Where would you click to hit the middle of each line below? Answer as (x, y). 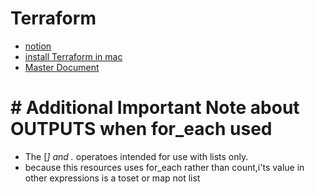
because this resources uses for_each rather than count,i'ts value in (164, 167)
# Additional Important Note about (155, 108)
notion (38, 46)
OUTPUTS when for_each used (141, 129)
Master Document (62, 67)
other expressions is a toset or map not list (112, 178)
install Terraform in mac (73, 56)
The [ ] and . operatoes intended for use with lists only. (136, 156)
